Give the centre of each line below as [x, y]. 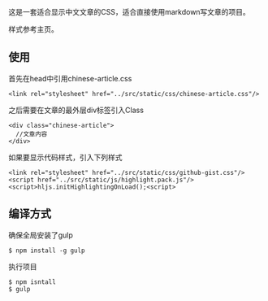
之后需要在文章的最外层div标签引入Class [76, 110]
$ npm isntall [32, 282]
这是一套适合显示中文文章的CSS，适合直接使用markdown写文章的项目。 [129, 12]
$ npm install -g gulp [47, 251]
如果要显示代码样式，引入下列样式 [65, 157]
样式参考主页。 [33, 29]
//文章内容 [32, 134]
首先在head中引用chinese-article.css [70, 78]
